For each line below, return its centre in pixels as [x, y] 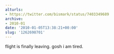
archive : [14, 19]
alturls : [14, 10]
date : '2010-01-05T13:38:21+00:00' [42, 28]
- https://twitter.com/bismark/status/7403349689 [57, 14]
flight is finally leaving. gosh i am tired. [44, 46]
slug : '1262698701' [25, 32]
